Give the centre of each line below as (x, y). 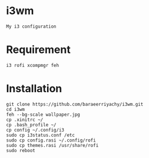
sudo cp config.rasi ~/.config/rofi (51, 140)
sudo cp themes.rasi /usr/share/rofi (52, 145)
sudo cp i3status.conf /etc (41, 135)
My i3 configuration (32, 26)
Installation (34, 89)
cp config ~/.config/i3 (35, 130)
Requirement (38, 50)
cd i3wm (16, 109)
